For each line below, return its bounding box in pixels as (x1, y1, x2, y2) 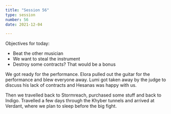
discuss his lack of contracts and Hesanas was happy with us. (5, 82, 137, 88)
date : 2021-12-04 (5, 22, 43, 27)
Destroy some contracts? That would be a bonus (12, 61, 116, 67)
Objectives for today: (5, 41, 50, 47)
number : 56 (5, 17, 29, 22)
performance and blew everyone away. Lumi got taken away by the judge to (5, 77, 166, 83)
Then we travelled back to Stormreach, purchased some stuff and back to (5, 92, 162, 98)
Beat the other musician (12, 50, 64, 56)
